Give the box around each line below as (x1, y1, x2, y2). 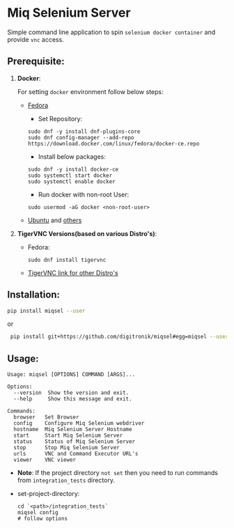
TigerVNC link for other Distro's (27, 268, 118, 277)
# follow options (17, 515, 68, 522)
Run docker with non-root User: (38, 190, 130, 199)
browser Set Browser (13, 414, 79, 421)
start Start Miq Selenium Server (13, 432, 123, 440)
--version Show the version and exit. (13, 389, 130, 396)
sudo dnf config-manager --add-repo (27, 134, 134, 141)
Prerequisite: (7, 56, 65, 68)
